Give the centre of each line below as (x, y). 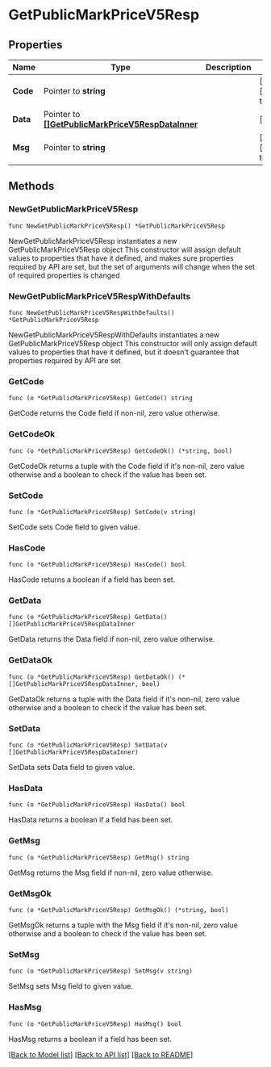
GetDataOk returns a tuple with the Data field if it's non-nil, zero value (124, 699)
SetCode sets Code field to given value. (74, 527)
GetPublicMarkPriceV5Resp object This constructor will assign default (125, 249)
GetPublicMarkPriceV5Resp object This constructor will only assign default (133, 343)
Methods (31, 186)
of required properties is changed (64, 275)
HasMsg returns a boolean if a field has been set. (90, 1039)
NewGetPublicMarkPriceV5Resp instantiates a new (93, 241)
